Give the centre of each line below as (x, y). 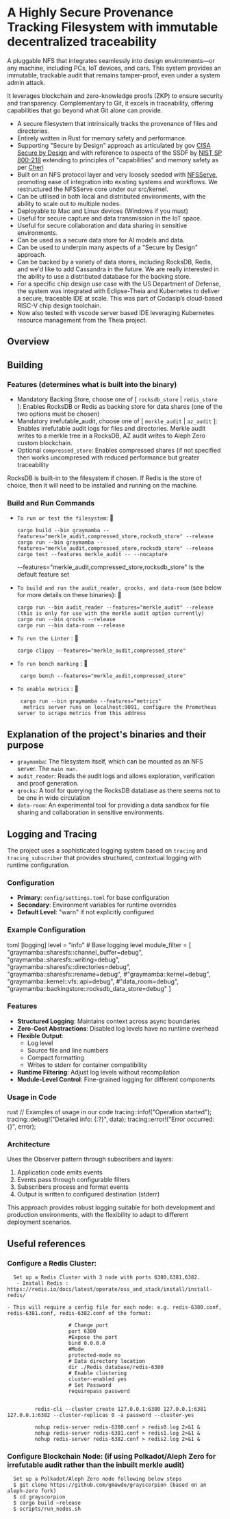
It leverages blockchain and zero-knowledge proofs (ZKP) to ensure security (115, 96)
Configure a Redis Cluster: (52, 1263)
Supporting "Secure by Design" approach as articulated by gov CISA (114, 145)
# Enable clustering (98, 1373)
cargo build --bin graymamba (59, 531)
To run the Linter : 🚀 (48, 638)
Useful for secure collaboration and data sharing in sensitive (102, 225)
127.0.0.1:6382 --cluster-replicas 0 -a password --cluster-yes (101, 1416)
